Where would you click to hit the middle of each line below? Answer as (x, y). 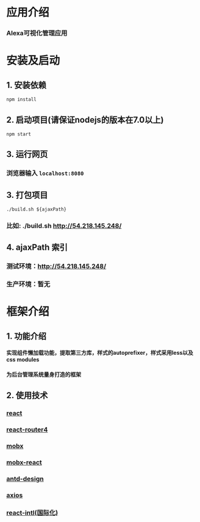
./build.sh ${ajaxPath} (37, 209)
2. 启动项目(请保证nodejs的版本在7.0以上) (85, 120)
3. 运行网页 (27, 154)
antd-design (25, 479)
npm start (19, 134)
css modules (23, 360)
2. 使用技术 (27, 395)
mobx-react (24, 463)
